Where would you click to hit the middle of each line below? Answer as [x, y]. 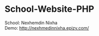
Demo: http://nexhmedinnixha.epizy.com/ [47, 28]
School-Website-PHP [49, 9]
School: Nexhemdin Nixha [31, 23]
